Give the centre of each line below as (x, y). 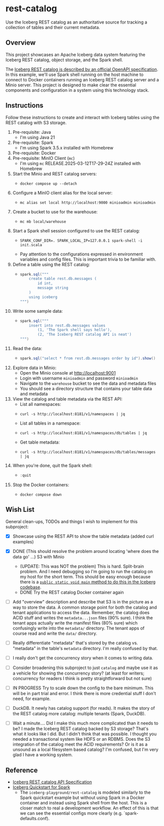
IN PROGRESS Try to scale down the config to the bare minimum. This (83, 688)
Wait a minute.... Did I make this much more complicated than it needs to (85, 723)
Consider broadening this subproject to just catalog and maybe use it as (85, 668)
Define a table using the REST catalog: (51, 264)
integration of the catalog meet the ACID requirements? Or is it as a (80, 744)
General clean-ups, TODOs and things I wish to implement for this (72, 521)
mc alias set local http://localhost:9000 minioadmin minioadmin (88, 202)
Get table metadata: (40, 442)
